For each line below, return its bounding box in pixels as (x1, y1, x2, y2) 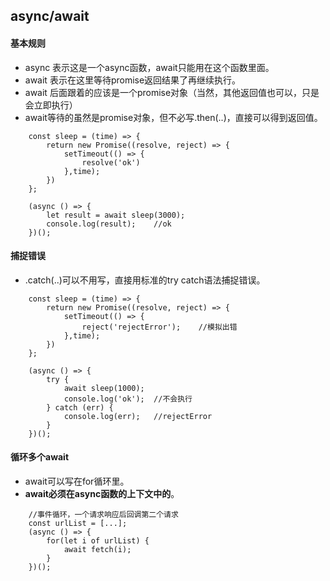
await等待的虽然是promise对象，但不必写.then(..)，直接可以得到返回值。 (24, 111, 323, 123)
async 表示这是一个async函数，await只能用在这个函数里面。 (24, 61, 275, 73)
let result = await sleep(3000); (46, 210, 186, 220)
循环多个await (10, 451, 70, 463)
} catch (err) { (46, 402, 114, 413)
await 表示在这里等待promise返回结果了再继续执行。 (24, 74, 242, 86)
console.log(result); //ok (46, 219, 172, 229)
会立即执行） (24, 99, 78, 111)
